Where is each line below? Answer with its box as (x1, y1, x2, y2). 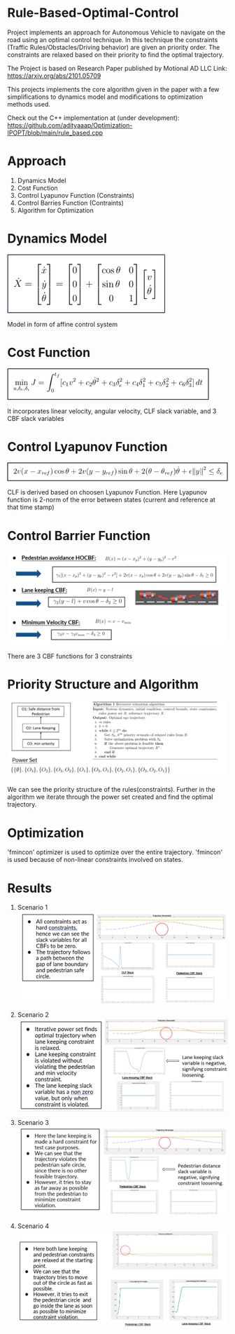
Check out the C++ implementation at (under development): (7, 114, 180, 122)
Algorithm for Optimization (17, 206, 94, 215)
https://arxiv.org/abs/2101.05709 (7, 72, 101, 80)
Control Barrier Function (7, 527, 151, 544)
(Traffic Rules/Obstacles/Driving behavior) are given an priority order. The (7, 43, 220, 51)
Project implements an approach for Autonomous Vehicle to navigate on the (7, 28, 226, 36)
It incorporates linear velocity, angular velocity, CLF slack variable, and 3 (7, 407, 217, 415)
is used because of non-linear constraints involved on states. (7, 856, 183, 864)
